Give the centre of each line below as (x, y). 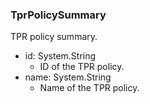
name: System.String (68, 77)
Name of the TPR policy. (89, 88)
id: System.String (60, 56)
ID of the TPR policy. (82, 67)
